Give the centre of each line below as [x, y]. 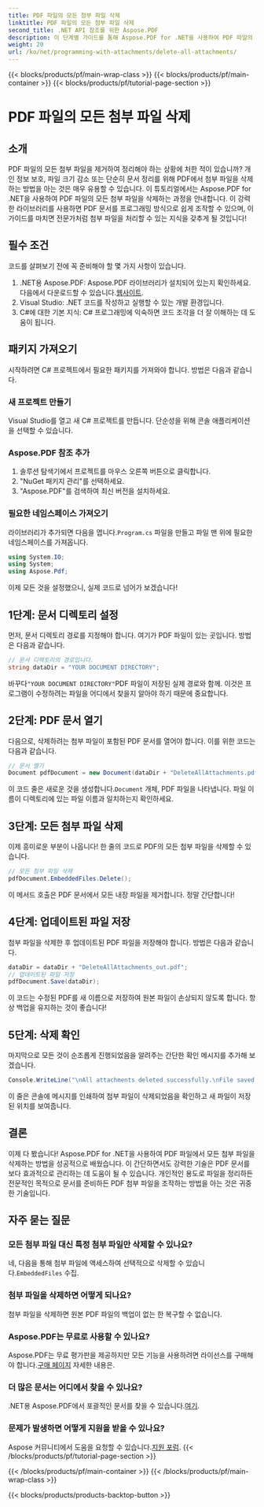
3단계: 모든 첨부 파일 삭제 [66, 826]
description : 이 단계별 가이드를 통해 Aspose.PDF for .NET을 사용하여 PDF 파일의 [130, 37]
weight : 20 [26, 45]
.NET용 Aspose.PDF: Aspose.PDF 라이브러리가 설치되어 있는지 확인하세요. [135, 282]
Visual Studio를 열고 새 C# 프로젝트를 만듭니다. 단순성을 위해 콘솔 [109, 420]
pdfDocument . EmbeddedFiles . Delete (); [70, 878]
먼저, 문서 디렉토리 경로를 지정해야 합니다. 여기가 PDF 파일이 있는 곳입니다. [123, 635]
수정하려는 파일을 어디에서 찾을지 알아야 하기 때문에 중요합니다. [132, 693]
